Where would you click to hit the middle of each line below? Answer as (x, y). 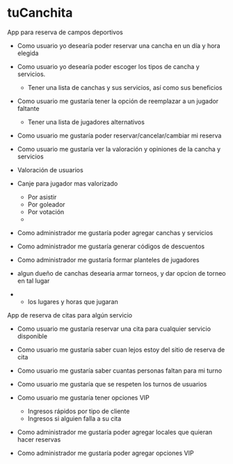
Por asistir (42, 197)
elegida (28, 53)
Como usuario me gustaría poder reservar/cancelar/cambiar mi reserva (119, 135)
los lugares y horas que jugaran (73, 301)
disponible (32, 336)
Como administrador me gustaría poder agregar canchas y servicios (115, 232)
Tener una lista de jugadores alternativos (86, 122)
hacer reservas (39, 439)
